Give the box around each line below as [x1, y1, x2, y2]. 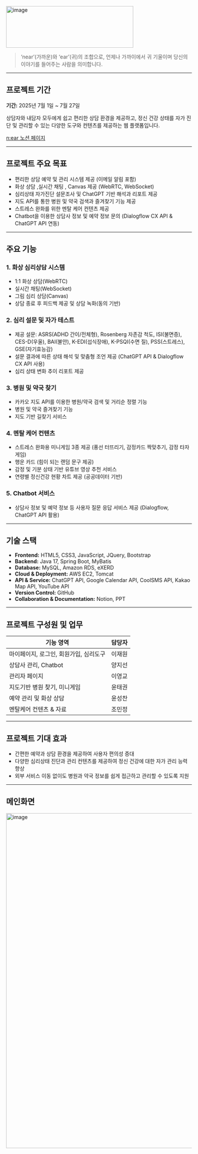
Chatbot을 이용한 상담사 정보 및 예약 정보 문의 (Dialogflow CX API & [14, 212, 173, 219]
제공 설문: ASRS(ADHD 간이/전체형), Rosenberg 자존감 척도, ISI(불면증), [14, 330, 182, 338]
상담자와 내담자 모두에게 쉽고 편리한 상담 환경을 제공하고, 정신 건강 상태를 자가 [6, 114, 186, 121]
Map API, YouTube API [14, 583, 70, 590]
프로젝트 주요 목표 [6, 159, 67, 169]
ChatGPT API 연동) [14, 219, 60, 226]
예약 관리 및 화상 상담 [9, 694, 65, 702]
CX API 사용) [14, 360, 45, 367]
